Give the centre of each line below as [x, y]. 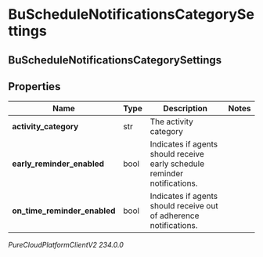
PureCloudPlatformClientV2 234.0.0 [66, 245]
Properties [34, 87]
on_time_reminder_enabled [64, 211]
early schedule [177, 164]
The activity [171, 121]
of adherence [175, 215]
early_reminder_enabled [58, 164]
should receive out [184, 206]
